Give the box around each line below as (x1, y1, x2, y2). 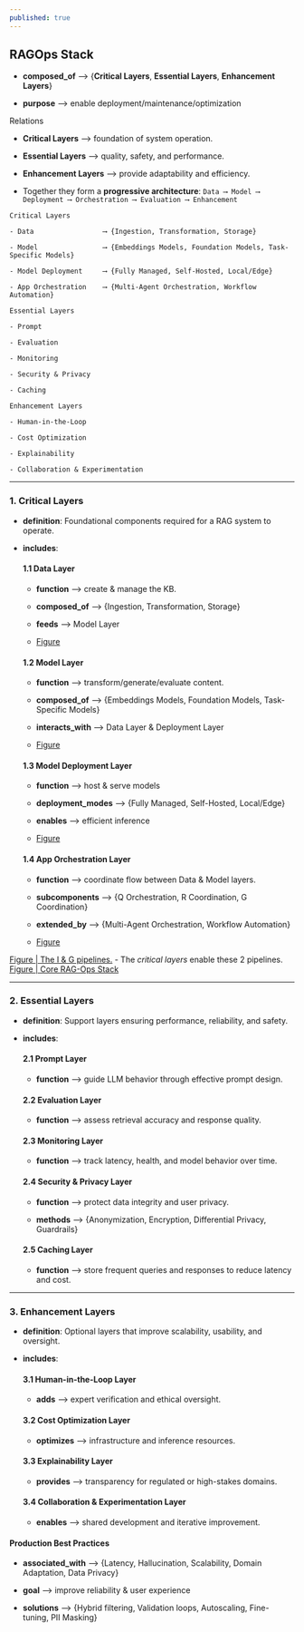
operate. (22, 525, 54, 536)
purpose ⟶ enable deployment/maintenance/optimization (22, 98, 242, 109)
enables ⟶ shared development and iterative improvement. (35, 1516, 261, 1528)
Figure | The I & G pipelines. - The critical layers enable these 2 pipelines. (9, 954, 283, 965)
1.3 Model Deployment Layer (22, 760, 133, 771)
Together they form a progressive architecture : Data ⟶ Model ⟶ (22, 186, 261, 197)
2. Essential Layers (9, 995, 95, 1007)
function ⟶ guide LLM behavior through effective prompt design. (35, 1073, 283, 1084)
